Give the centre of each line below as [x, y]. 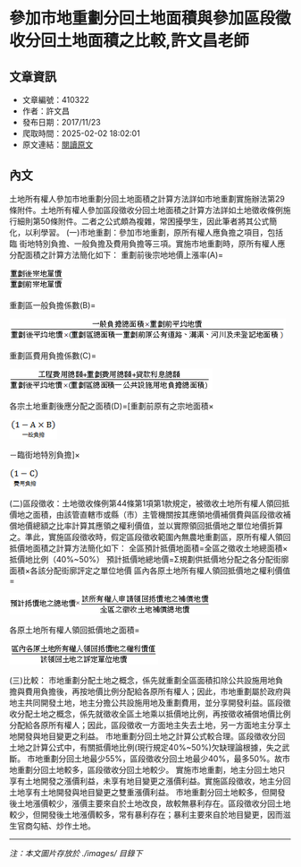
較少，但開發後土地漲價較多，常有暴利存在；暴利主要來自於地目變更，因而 [146, 814]
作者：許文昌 [46, 111]
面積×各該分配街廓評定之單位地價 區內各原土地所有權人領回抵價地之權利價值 [150, 571]
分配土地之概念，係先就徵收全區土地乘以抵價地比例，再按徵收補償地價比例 [154, 714]
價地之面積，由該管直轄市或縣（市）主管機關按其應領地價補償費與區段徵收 [146, 514]
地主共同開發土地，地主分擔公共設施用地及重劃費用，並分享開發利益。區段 [146, 702]
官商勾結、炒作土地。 [56, 826]
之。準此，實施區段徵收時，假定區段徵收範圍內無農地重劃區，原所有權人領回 [150, 537]
